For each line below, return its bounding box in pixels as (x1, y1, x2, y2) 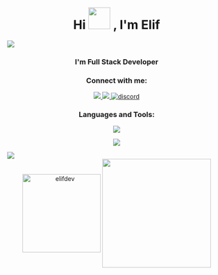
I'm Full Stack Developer (75, 56, 158, 66)
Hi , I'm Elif (73, 17, 160, 33)
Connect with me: (85, 75, 148, 85)
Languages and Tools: (78, 110, 155, 120)
